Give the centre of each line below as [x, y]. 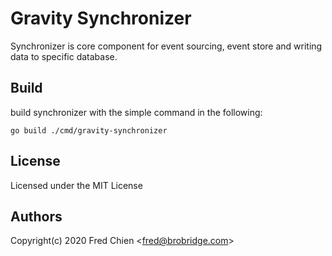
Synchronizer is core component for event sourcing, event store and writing [166, 46]
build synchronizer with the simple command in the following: [136, 112]
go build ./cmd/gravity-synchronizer [89, 130]
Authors [36, 216]
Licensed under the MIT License [76, 185]
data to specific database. [64, 56]
